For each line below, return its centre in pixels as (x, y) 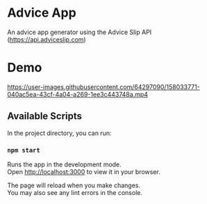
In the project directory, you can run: (59, 133)
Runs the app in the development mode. (64, 164)
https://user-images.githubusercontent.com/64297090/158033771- (104, 87)
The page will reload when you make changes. (74, 185)
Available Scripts (44, 116)
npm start (24, 150)
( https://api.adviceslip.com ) (47, 39)
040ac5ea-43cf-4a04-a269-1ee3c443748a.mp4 (77, 94)
